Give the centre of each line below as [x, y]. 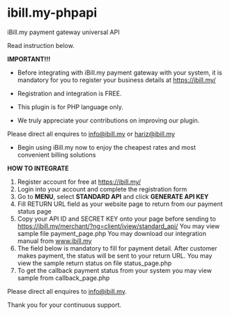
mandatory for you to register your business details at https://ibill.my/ [116, 80]
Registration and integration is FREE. [69, 93]
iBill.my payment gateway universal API [63, 32]
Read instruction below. [41, 45]
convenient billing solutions [56, 155]
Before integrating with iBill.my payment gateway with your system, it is [120, 72]
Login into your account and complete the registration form [102, 189]
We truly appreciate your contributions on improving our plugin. [108, 120]
